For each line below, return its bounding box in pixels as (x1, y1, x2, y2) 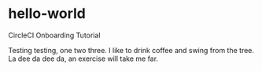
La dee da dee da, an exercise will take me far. (8, 54, 159, 63)
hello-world (8, 5, 87, 23)
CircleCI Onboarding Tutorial (8, 30, 101, 40)
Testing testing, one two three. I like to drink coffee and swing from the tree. (8, 45, 254, 55)
